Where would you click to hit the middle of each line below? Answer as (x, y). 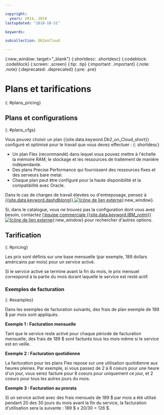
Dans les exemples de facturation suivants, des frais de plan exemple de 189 (82, 309)
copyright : (16, 14)
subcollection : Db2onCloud (33, 41)
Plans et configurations (41, 118)
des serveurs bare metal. (37, 175)
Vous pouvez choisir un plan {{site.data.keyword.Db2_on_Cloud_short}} (77, 139)
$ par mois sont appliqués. (32, 315)
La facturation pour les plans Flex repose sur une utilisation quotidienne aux (82, 363)
